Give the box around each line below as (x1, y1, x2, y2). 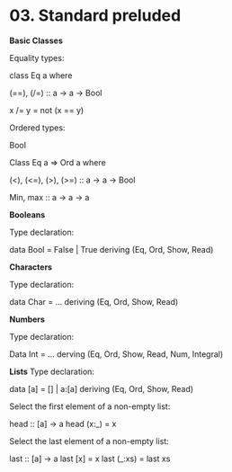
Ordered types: (9, 122, 66, 133)
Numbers (9, 314, 45, 325)
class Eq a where (9, 69, 73, 81)
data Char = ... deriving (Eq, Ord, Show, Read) (9, 296, 179, 307)
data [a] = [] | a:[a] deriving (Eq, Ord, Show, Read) (9, 383, 194, 394)
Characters (9, 262, 52, 272)
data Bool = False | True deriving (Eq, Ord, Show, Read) (9, 244, 214, 254)
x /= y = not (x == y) (9, 104, 85, 115)
